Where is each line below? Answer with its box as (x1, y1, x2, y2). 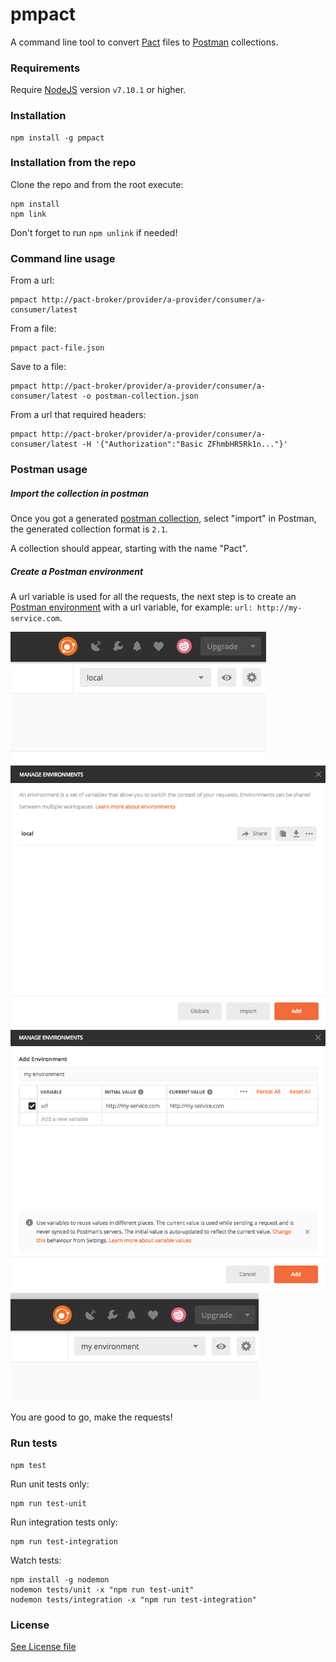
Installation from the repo (10, 156, 137, 170)
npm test (10, 1460, 47, 1470)
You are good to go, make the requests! (10, 1411, 173, 1423)
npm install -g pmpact (10, 133, 105, 143)
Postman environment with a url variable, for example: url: (10, 601, 253, 613)
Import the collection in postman (10, 487, 150, 499)
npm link (10, 209, 47, 219)
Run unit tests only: (10, 1478, 90, 1490)
